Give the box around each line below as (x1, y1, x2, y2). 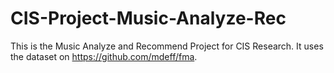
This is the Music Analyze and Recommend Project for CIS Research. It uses (10, 40, 324, 52)
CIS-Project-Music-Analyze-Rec (10, 7, 287, 30)
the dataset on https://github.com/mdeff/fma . (10, 50, 198, 62)
